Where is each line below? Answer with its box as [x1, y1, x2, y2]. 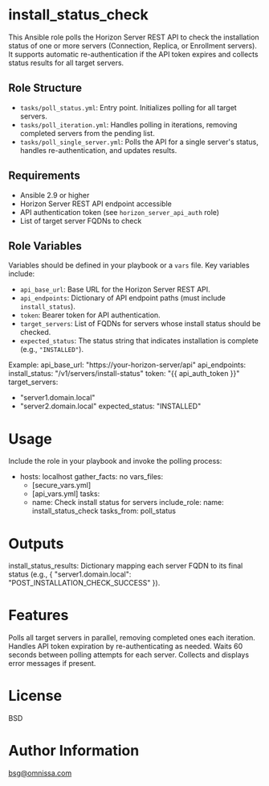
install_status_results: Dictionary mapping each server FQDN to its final [8, 561, 243, 571]
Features [8, 606, 69, 625]
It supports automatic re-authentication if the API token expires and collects [8, 49, 259, 59]
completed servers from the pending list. [19, 128, 155, 138]
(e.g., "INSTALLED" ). [19, 345, 84, 354]
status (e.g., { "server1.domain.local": [8, 569, 132, 579]
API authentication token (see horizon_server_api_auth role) [19, 207, 219, 217]
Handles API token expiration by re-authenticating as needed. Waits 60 [8, 642, 243, 652]
